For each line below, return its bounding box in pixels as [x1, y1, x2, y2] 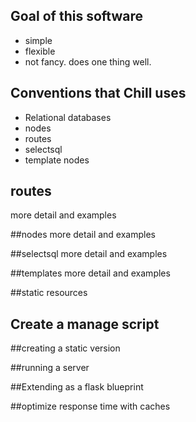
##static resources [10, 287, 88, 299]
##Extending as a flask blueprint [10, 381, 144, 393]
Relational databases [24, 111, 112, 123]
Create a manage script [10, 315, 160, 333]
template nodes [24, 154, 90, 166]
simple [24, 34, 53, 46]
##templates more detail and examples [10, 267, 171, 279]
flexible [24, 45, 56, 57]
